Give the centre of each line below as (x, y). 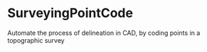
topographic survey (36, 40)
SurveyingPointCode (70, 13)
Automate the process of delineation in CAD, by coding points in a (104, 33)
